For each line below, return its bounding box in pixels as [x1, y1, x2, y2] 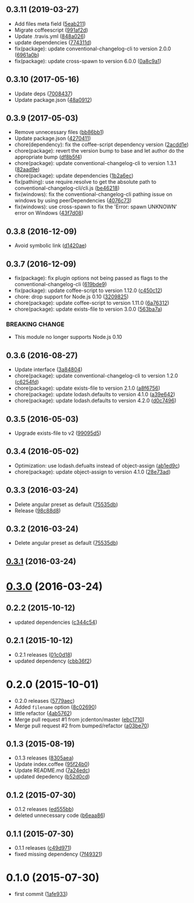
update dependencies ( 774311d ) [14, 39, 92, 46]
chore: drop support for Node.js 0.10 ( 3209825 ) [14, 293, 129, 300]
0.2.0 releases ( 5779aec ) [14, 697, 75, 704]
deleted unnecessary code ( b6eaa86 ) [14, 812, 106, 819]
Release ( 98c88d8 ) [14, 507, 61, 514]
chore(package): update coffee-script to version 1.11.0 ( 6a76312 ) [14, 300, 170, 307]
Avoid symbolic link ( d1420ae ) [14, 242, 87, 249]
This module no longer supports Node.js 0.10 [14, 334, 122, 341]
